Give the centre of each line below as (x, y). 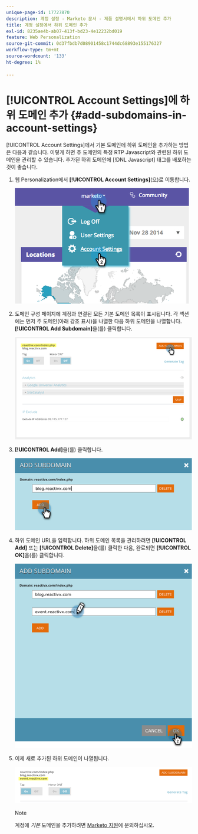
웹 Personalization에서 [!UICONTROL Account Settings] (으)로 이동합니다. (102, 179)
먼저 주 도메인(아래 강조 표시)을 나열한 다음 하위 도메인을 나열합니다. (104, 321)
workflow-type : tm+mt (33, 50)
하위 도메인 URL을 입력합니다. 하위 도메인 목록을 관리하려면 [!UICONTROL (100, 541)
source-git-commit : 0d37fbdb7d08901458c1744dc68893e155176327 (84, 44)
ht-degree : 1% (24, 62)
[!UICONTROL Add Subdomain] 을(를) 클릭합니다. (73, 329)
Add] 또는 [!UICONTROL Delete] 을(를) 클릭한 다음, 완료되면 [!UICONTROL (103, 548)
